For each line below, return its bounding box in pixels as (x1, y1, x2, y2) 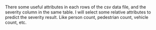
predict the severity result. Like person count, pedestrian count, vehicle (5, 15, 149, 20)
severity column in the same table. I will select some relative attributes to (5, 9, 151, 15)
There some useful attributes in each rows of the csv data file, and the (5, 4, 146, 10)
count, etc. (5, 19, 27, 25)
